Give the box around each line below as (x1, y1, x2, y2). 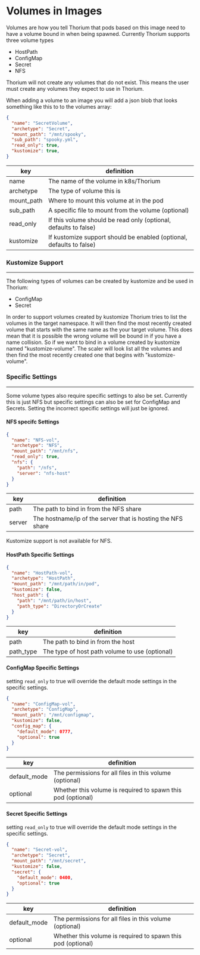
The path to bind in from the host (42, 638, 135, 646)
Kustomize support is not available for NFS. (6, 538, 112, 545)
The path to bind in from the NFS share (33, 505, 142, 513)
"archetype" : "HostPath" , (11, 575, 76, 582)
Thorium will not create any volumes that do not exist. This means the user (6, 79, 189, 86)
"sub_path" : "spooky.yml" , (11, 137, 79, 143)
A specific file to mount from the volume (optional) (48, 206, 189, 214)
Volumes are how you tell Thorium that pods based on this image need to (6, 24, 186, 31)
